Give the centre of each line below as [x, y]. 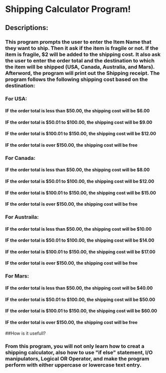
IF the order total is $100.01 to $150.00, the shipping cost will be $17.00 [80, 252]
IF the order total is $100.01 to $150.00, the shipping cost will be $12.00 [81, 134]
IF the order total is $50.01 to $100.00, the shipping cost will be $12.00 [80, 181]
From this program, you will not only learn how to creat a [75, 347]
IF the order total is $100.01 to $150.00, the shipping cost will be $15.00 [81, 193]
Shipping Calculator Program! [68, 9]
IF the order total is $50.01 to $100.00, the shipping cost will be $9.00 [79, 122]
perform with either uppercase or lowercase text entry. [73, 365]
